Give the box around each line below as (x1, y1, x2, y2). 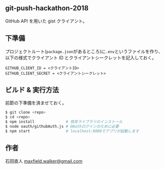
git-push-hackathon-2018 (5, 4, 89, 13)
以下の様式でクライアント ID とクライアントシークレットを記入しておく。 (5, 55, 156, 61)
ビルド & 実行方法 (5, 86, 59, 94)
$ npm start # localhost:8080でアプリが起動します (5, 128, 139, 133)
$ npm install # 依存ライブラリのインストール (5, 119, 123, 124)
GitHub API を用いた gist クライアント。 (5, 18, 87, 24)
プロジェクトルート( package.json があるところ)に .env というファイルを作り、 (5, 48, 163, 54)
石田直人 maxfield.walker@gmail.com (5, 158, 83, 164)
